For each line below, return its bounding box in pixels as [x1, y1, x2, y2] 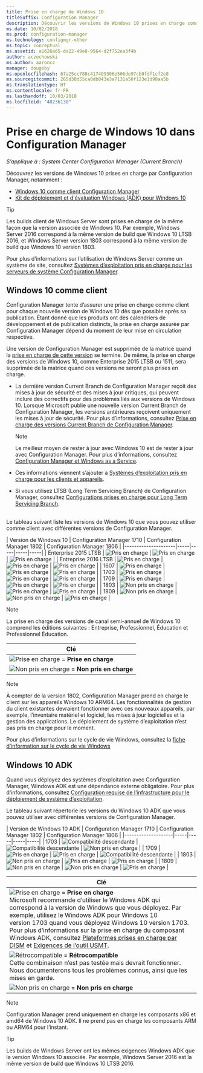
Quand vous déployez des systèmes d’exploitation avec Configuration [6, 776, 180, 783]
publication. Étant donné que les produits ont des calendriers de [6, 314, 166, 321]
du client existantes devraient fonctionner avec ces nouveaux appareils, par [6, 705, 195, 713]
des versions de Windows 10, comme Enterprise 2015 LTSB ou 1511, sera [6, 358, 186, 365]
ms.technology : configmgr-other [6, 37, 88, 43]
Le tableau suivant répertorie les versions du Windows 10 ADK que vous [6, 807, 186, 814]
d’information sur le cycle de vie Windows [6, 742, 111, 750]
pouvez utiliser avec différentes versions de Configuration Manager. [6, 814, 175, 821]
